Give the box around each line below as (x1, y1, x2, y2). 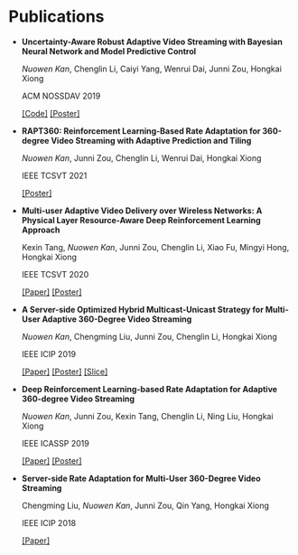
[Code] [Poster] (21, 108, 80, 118)
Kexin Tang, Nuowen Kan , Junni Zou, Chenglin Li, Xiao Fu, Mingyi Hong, (21, 241, 290, 252)
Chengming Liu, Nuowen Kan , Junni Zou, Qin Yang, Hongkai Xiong (21, 500, 270, 511)
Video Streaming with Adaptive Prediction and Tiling (51, 135, 252, 146)
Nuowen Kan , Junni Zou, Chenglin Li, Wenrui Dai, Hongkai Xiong (21, 152, 262, 164)
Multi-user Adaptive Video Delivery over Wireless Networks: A (21, 205, 263, 216)
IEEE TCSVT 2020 (21, 268, 89, 279)
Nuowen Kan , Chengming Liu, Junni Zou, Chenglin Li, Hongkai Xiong (21, 331, 277, 342)
